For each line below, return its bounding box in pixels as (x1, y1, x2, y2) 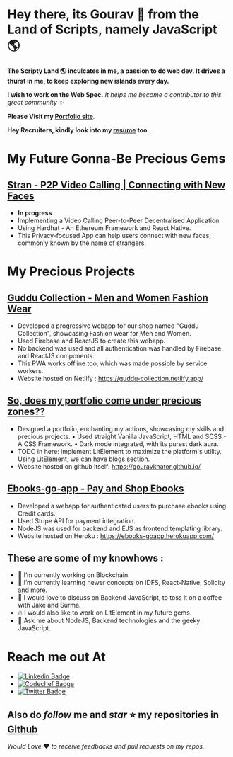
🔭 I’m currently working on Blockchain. (17, 571, 131, 579)
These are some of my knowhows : (7, 552, 164, 564)
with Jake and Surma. (17, 601, 81, 610)
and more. (17, 586, 48, 594)
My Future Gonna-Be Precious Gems (7, 151, 226, 167)
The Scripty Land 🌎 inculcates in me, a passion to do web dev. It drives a (7, 67, 226, 75)
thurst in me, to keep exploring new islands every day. (7, 76, 169, 85)
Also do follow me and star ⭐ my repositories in (7, 708, 220, 721)
